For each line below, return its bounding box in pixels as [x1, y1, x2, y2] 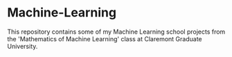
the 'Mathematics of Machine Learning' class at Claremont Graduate [7, 34, 202, 43]
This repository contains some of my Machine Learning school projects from [7, 27, 226, 36]
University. [7, 42, 38, 50]
